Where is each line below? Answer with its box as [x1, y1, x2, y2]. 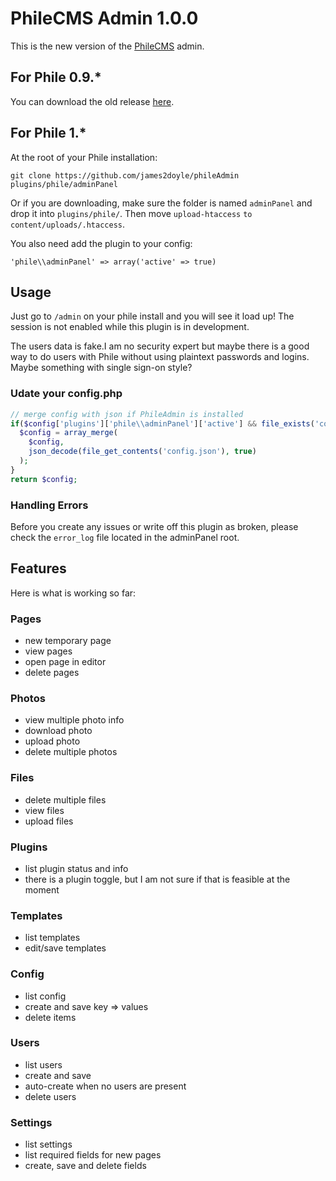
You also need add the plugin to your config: [10, 237, 193, 249]
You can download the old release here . [10, 95, 175, 107]
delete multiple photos [24, 746, 118, 758]
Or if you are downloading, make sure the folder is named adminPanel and [10, 197, 313, 209]
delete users [24, 1090, 77, 1102]
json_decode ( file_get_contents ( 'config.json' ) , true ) [28, 447, 257, 457]
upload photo [24, 735, 81, 747]
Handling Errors [10, 498, 89, 512]
